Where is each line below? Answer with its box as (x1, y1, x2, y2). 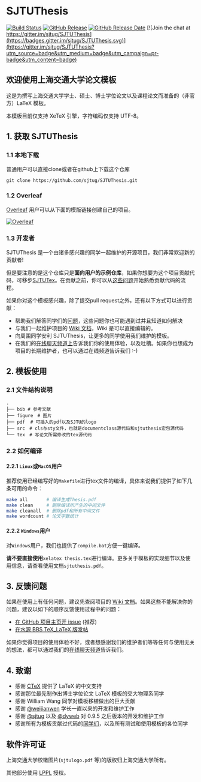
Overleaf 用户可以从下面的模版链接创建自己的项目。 (6, 206, 134, 213)
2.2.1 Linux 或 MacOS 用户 (6, 463, 62, 470)
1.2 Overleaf (6, 191, 42, 200)
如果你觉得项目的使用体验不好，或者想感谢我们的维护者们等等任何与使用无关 (6, 639, 195, 646)
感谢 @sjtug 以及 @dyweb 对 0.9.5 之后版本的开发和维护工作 (14, 712, 165, 720)
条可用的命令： (6, 484, 43, 492)
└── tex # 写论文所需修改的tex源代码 (6, 432, 92, 438)
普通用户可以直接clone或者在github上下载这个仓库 (6, 166, 130, 173)
